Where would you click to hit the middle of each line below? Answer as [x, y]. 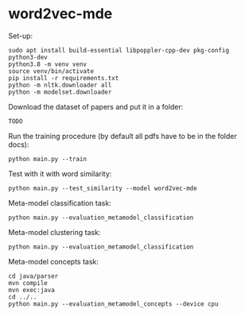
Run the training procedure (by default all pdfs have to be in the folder [122, 136]
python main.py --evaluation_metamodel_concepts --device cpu [113, 304]
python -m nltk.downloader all [60, 85]
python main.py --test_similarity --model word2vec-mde [103, 188]
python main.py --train [48, 159]
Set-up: [21, 36]
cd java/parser [33, 276]
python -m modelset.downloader [60, 92]
